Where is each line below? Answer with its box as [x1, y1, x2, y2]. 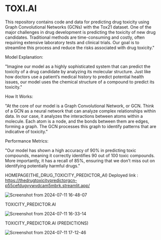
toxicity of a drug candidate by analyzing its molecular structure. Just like [5, 68, 151, 74]
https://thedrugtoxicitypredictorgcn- [5, 177, 77, 183]
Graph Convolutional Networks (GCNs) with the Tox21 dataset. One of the [5, 24, 151, 30]
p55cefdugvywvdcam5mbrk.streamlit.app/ [5, 182, 90, 188]
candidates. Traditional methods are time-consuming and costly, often [5, 34, 145, 40]
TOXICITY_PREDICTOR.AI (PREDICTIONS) [5, 220, 88, 226]
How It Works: [5, 93, 33, 99]
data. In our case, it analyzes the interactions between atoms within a [5, 113, 143, 119]
